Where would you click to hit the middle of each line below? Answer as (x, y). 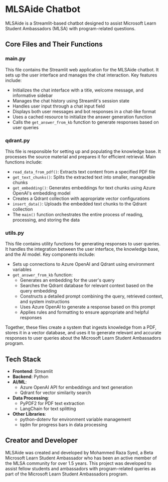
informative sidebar (33, 95)
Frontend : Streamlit (33, 371)
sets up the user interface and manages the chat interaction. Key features (81, 75)
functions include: (24, 162)
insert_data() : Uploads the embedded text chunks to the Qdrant (79, 204)
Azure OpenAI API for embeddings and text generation (76, 388)
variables (22, 269)
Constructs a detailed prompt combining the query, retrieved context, (92, 296)
